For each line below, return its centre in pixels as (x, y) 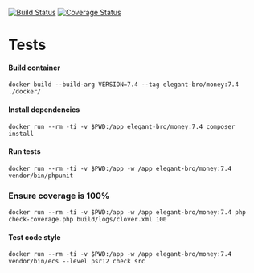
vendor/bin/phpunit (41, 176)
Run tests (25, 151)
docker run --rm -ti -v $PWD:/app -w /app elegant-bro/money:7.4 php (127, 213)
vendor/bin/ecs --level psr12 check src (77, 262)
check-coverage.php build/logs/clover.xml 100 (88, 220)
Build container (35, 68)
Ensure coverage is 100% (59, 196)
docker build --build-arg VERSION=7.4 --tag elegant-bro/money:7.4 (124, 85)
